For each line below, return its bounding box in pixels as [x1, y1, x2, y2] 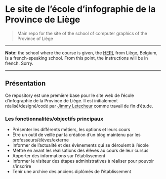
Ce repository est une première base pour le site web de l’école [5, 92, 134, 98]
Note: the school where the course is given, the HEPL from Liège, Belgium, [5, 49, 158, 55]
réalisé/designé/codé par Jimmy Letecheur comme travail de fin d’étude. [5, 103, 153, 109]
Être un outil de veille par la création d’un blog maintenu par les [12, 132, 141, 138]
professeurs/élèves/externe [12, 137, 69, 143]
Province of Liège [17, 36, 53, 42]
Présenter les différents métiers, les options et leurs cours [12, 127, 130, 133]
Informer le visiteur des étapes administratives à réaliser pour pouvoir [12, 158, 154, 164]
